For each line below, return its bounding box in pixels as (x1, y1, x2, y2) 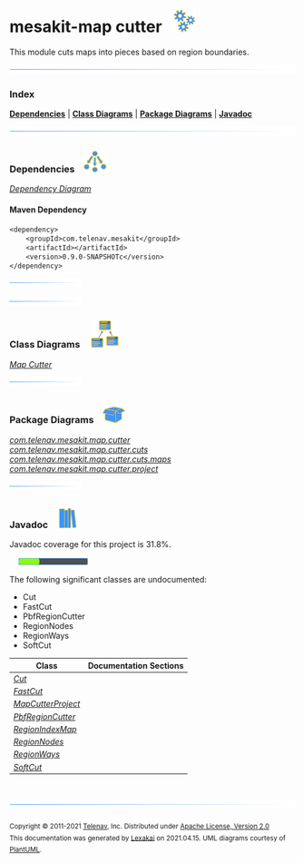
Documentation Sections (87, 660, 184, 671)
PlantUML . (9, 845, 43, 855)
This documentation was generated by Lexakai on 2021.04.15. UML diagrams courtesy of (9, 833, 286, 843)
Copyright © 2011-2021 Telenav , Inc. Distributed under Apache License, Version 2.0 (9, 821, 270, 830)
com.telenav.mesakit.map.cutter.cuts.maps (9, 454, 171, 465)
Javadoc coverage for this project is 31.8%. (9, 539, 172, 550)
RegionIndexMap (13, 723, 77, 734)
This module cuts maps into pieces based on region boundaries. (9, 46, 249, 57)
